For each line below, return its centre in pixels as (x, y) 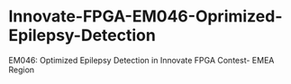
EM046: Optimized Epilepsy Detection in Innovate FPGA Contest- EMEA (141, 60)
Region (22, 70)
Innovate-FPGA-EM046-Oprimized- (145, 17)
